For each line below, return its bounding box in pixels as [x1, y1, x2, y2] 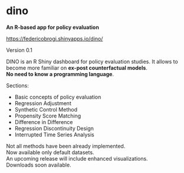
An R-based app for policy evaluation [6, 24, 99, 31]
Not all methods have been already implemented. [6, 142, 126, 149]
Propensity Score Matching [14, 112, 81, 119]
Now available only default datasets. [6, 149, 94, 156]
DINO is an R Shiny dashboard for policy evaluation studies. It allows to [6, 58, 178, 65]
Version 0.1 [6, 46, 32, 54]
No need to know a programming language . [6, 70, 114, 77]
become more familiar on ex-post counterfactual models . [6, 64, 147, 71]
